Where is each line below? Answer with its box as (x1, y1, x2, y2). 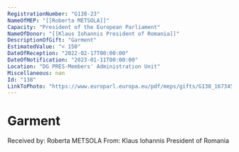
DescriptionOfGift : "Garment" (7, 37, 97, 44)
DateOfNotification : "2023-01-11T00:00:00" (7, 57, 139, 64)
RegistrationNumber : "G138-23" (7, 10, 100, 18)
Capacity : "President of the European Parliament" (7, 23, 161, 30)
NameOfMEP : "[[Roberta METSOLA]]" (7, 17, 110, 24)
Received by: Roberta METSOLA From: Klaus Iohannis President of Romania (7, 136, 230, 145)
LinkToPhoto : (7, 83, 46, 90)
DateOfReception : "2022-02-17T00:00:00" (7, 50, 129, 57)
